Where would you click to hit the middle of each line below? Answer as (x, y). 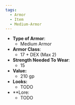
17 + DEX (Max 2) (38, 55)
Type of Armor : (29, 39)
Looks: (20, 82)
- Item (17, 19)
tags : (11, 10)
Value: (20, 71)
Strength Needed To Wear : (41, 60)
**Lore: (21, 92)
